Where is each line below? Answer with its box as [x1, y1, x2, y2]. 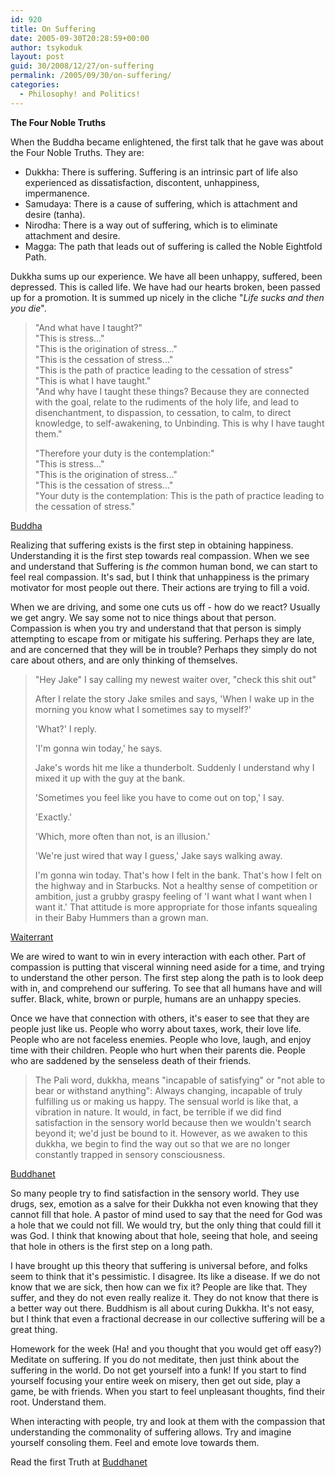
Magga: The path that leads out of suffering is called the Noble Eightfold [24, 240, 323, 252]
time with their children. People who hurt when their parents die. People [10, 1044, 306, 1056]
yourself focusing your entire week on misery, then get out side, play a [10, 1374, 301, 1386]
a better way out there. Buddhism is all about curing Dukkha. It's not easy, [10, 1302, 315, 1314]
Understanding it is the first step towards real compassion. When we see [10, 549, 310, 561]
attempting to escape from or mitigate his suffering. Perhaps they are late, [10, 632, 315, 645]
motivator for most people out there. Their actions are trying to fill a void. [10, 581, 310, 593]
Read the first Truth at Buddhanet [10, 1456, 148, 1468]
